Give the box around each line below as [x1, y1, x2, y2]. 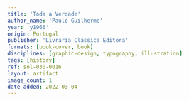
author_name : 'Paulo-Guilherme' [7, 17, 103, 24]
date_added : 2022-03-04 [7, 83, 78, 90]
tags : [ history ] [7, 57, 55, 64]
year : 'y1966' [7, 23, 50, 31]
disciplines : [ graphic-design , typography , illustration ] [7, 51, 183, 58]
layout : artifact [7, 70, 59, 77]
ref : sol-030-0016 [7, 63, 62, 70]
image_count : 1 [7, 76, 53, 84]
